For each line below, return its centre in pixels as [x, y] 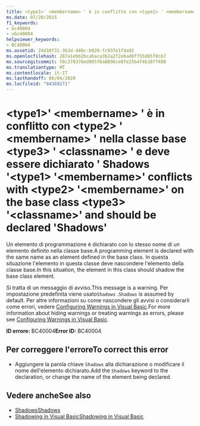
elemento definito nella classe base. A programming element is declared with [100, 250]
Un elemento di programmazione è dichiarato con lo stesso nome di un [93, 244]
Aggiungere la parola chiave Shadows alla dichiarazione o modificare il [99, 364]
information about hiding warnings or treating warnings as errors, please [95, 313]
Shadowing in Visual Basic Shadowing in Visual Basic [79, 416]
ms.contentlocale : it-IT [37, 73]
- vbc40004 [20, 34]
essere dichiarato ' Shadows [78, 164]
